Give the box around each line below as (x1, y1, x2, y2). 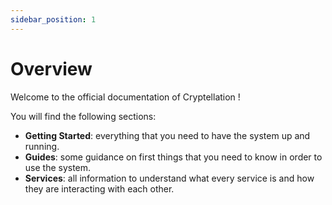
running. (24, 140, 60, 152)
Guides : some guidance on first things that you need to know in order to (24, 151, 323, 163)
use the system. (24, 161, 92, 173)
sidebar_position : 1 (10, 14, 97, 25)
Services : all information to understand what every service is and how (24, 172, 315, 184)
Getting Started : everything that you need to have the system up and (24, 129, 311, 141)
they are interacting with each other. (24, 182, 175, 195)
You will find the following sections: (10, 110, 157, 122)
